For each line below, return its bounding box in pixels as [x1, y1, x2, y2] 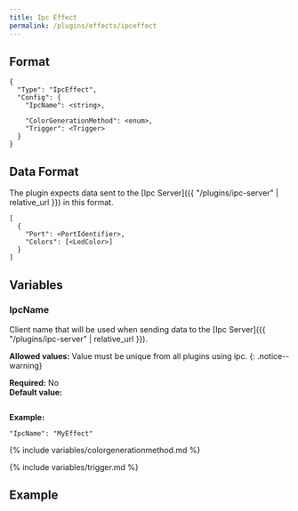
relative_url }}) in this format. [9, 197, 114, 208]
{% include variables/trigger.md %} [9, 461, 140, 472]
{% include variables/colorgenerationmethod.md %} [9, 444, 201, 455]
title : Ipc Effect [9, 12, 77, 22]
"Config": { [17, 93, 62, 102]
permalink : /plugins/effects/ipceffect [9, 21, 157, 30]
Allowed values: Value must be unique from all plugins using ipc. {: [9, 350, 255, 361]
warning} [9, 360, 43, 371]
